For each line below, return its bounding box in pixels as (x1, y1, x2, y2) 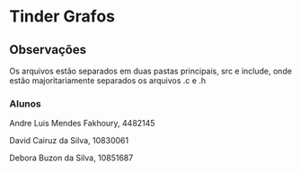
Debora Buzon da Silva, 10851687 (9, 152, 134, 163)
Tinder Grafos (9, 6, 115, 27)
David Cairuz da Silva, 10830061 (9, 135, 128, 146)
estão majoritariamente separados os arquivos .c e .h (9, 75, 207, 86)
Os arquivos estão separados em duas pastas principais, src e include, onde (9, 65, 292, 76)
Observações (9, 42, 87, 57)
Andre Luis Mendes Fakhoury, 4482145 (9, 118, 155, 129)
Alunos (9, 97, 42, 109)
